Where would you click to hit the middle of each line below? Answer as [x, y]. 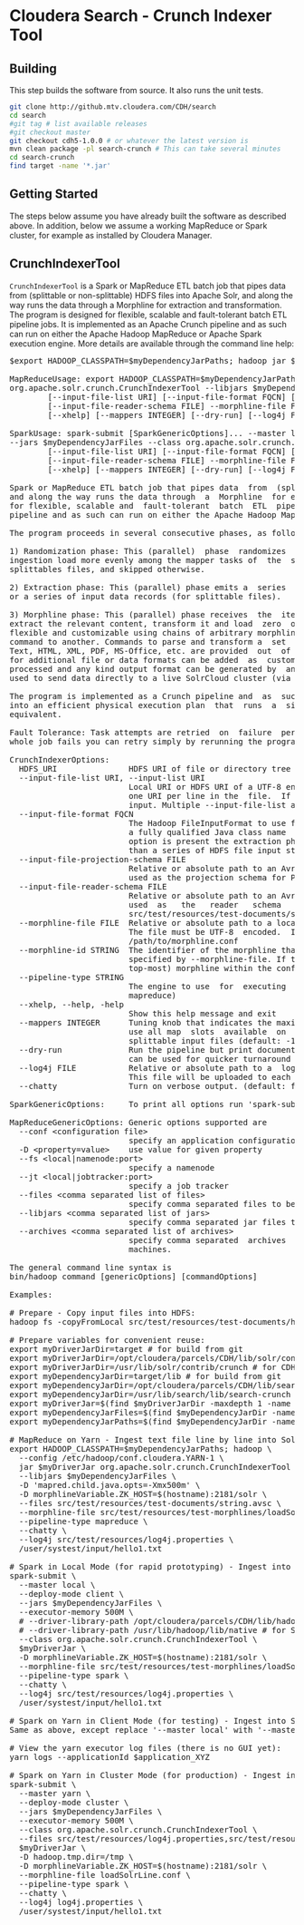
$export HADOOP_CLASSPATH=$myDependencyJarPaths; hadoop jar [148, 360]
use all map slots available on [207, 1031]
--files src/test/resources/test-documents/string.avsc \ [150, 1503]
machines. [150, 1249]
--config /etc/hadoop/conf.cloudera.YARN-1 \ [121, 1458]
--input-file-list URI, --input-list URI [112, 778]
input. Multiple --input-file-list [207, 805]
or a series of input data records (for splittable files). [146, 596]
